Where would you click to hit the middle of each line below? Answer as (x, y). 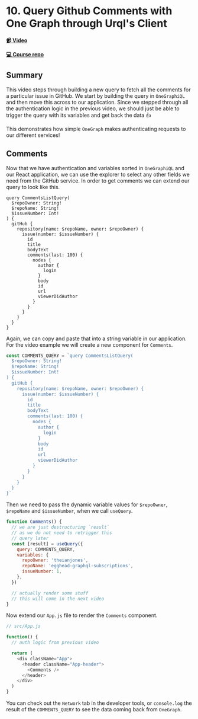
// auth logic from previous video (55, 643)
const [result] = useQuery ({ (47, 544)
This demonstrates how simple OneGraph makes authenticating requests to (96, 129)
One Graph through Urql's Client (87, 23)
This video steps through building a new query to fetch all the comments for (98, 90)
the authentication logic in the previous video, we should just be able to (93, 108)
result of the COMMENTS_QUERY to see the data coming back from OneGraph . (94, 710)
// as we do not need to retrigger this (62, 533)
